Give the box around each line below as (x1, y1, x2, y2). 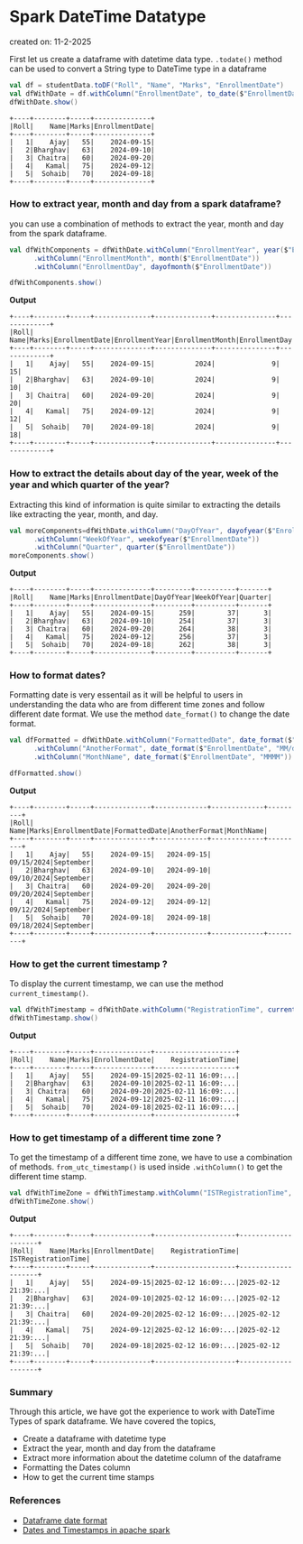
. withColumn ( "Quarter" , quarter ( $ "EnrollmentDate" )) (32, 543, 236, 552)
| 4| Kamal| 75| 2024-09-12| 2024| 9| (9, 407, 280, 416)
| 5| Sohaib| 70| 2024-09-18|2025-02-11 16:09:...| (9, 1103, 241, 1112)
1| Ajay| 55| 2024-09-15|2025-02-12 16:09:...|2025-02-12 (25, 1279, 280, 1288)
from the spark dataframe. (9, 227, 107, 238)
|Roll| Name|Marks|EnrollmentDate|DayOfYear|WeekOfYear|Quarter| (9, 593, 272, 602)
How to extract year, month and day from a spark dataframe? (9, 198, 281, 210)
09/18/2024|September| (9, 920, 95, 930)
